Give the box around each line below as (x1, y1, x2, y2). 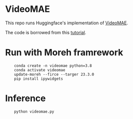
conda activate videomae (14, 67, 66, 72)
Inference (5, 93, 46, 104)
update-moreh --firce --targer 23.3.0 (14, 72, 94, 77)
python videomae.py (14, 109, 55, 114)
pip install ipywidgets (14, 76, 64, 81)
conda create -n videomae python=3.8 (14, 63, 92, 68)
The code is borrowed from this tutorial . (5, 29, 86, 35)
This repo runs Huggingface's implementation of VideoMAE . (5, 20, 128, 26)
